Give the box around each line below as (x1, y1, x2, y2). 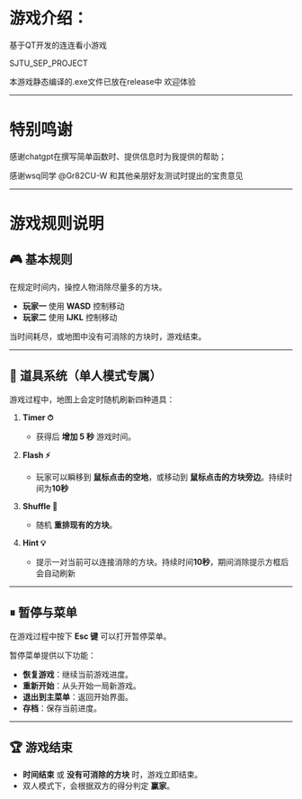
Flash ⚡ (22, 449, 51, 460)
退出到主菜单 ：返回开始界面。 (22, 691, 133, 702)
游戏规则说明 (9, 213, 105, 234)
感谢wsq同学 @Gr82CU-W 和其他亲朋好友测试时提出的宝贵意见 (9, 170, 244, 181)
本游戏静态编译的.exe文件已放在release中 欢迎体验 (9, 76, 196, 86)
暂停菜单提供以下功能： (9, 650, 96, 660)
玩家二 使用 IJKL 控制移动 (22, 311, 118, 322)
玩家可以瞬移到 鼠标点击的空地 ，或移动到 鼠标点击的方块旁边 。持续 (35, 471, 285, 482)
